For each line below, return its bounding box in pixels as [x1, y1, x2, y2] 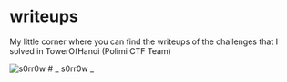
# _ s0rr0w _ [47, 63, 94, 74]
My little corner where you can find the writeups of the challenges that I [9, 36, 279, 47]
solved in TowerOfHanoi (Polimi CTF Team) [9, 45, 171, 56]
